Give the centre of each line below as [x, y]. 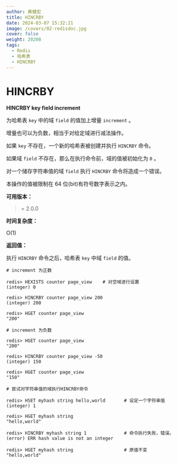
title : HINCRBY [25, 17]
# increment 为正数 [29, 271]
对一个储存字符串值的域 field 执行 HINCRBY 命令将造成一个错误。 [86, 171]
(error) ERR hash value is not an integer [60, 439]
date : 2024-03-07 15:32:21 [40, 23]
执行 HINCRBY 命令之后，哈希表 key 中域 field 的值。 [70, 258]
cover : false [22, 34]
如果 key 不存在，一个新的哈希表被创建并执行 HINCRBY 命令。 [80, 146]
